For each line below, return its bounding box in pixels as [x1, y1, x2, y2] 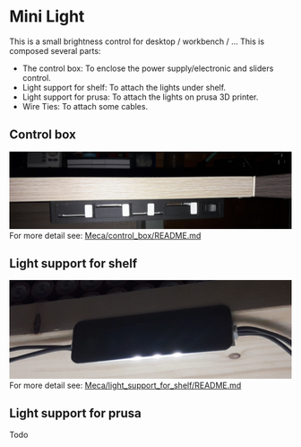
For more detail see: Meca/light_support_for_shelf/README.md [9, 380, 242, 390]
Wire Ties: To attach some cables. [21, 101, 149, 111]
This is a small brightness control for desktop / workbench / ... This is [9, 36, 265, 47]
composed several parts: [9, 45, 101, 56]
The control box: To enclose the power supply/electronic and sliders [21, 63, 274, 74]
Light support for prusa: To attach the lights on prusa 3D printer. [21, 92, 259, 102]
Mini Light [9, 6, 85, 27]
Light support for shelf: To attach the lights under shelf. [21, 82, 227, 92]
